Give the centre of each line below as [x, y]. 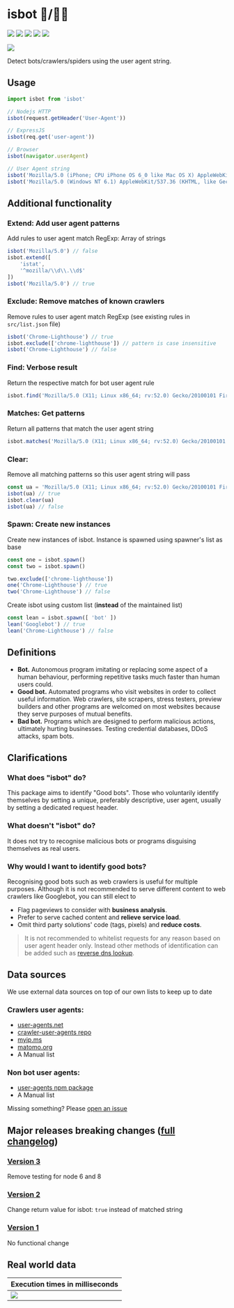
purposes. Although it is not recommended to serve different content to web [117, 888]
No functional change [38, 1242]
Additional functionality [60, 203]
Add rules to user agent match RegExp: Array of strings [86, 238]
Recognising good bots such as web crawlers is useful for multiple [103, 882]
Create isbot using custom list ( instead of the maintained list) [95, 605]
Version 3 [24, 1161]
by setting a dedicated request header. [63, 808]
